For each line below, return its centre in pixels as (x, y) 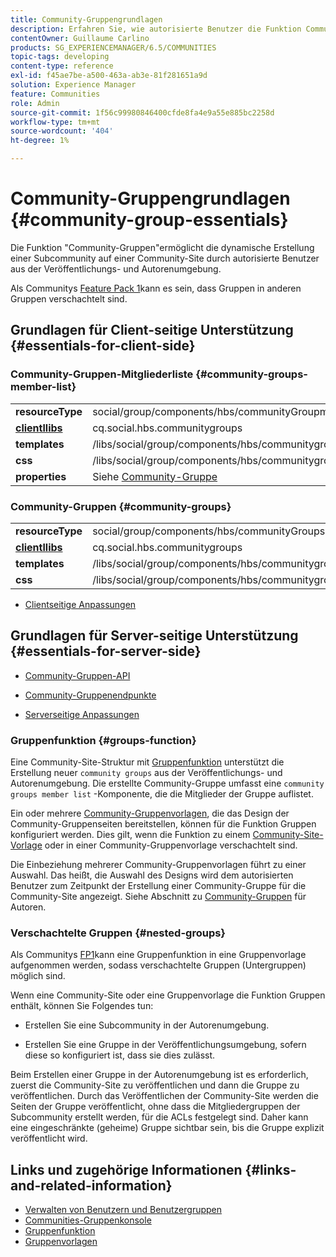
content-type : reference (62, 66)
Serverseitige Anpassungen (82, 714)
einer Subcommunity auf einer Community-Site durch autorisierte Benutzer (165, 258)
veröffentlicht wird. (49, 1138)
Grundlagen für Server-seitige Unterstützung (154, 636)
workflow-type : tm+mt (55, 122)
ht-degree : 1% (40, 141)
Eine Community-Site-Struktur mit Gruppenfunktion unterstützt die (147, 762)
